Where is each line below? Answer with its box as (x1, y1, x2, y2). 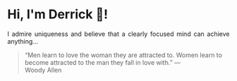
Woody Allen (24, 66, 62, 74)
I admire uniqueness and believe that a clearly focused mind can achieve (7, 30, 230, 38)
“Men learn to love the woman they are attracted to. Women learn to (24, 51, 222, 59)
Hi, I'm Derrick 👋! (7, 6, 108, 23)
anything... (7, 37, 39, 45)
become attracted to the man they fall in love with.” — (24, 58, 181, 66)
